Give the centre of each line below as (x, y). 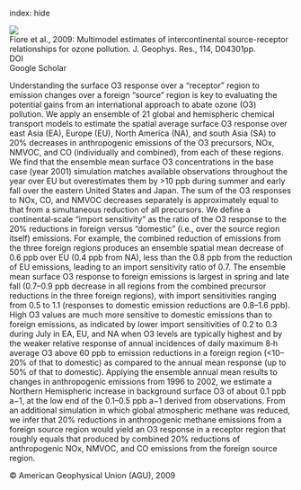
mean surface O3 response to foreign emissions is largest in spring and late (149, 276)
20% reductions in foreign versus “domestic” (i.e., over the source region (145, 229)
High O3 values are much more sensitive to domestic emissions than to (141, 315)
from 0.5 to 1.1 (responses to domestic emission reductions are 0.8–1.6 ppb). (150, 305)
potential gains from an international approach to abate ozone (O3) (133, 104)
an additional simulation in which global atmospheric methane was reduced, (150, 410)
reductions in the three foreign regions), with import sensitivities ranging (143, 295)
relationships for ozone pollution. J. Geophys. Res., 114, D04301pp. (133, 49)
